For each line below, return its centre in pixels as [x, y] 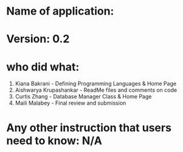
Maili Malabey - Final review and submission [71, 103]
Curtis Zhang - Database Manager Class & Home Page [83, 97]
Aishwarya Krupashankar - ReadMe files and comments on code [96, 90]
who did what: [43, 67]
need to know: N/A [54, 140]
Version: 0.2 [38, 39]
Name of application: [60, 11]
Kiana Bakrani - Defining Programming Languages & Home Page [96, 84]
